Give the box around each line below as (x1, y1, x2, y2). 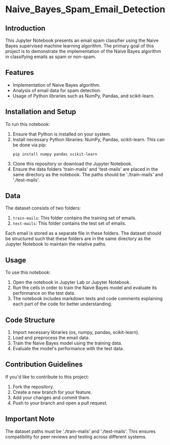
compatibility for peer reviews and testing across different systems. (5, 433, 147, 439)
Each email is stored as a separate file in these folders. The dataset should (5, 230, 161, 237)
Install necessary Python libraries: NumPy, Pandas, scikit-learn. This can (12, 136, 165, 142)
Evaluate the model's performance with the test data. (12, 346, 124, 352)
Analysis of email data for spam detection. (12, 87, 101, 93)
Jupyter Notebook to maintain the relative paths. (5, 241, 107, 247)
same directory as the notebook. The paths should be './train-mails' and (12, 171, 163, 177)
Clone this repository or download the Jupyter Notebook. (12, 161, 133, 167)
